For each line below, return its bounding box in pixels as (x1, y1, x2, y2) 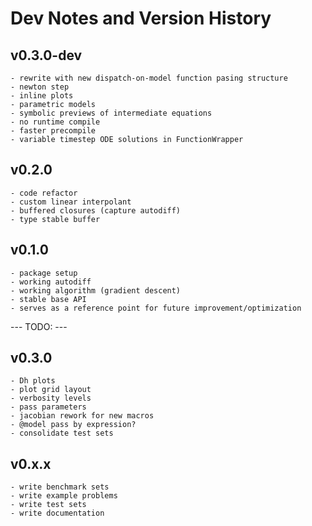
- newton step (10, 82, 70, 92)
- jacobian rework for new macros (10, 411, 155, 421)
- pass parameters (10, 402, 87, 412)
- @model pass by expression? (10, 420, 137, 430)
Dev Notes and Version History (10, 7, 272, 30)
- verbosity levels (10, 393, 92, 404)
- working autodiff (10, 277, 92, 287)
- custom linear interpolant (10, 197, 132, 207)
